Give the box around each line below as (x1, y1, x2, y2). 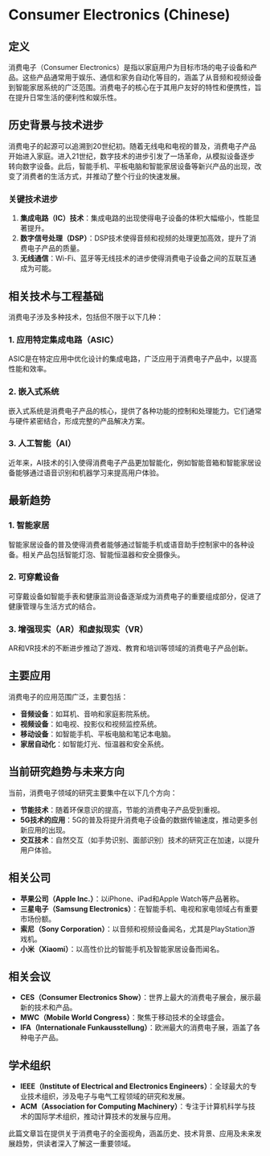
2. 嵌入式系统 (8, 386, 59, 397)
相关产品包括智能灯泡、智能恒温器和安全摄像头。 (22, 549, 185, 560)
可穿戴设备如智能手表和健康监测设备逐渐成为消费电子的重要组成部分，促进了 (8, 591, 262, 601)
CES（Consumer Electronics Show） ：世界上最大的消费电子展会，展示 (19, 993, 255, 1002)
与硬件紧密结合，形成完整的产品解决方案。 (8, 416, 149, 425)
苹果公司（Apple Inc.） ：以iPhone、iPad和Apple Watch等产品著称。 (19, 894, 244, 904)
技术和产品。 (34, 1002, 77, 1012)
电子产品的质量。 (27, 244, 84, 253)
